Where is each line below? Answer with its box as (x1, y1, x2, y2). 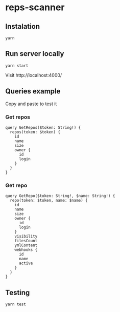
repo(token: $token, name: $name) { (10, 198, 88, 203)
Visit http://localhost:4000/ (5, 72, 62, 78)
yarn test (5, 302, 27, 307)
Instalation (5, 22, 40, 31)
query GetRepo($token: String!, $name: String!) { (5, 193, 115, 199)
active (18, 261, 33, 266)
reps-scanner (5, 2, 65, 13)
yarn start (5, 63, 29, 68)
